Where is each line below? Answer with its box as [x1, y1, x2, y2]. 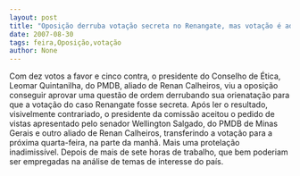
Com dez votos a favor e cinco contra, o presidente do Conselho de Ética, [9, 71, 281, 81]
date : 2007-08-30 [9, 29, 74, 38]
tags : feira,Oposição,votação [9, 38, 122, 47]
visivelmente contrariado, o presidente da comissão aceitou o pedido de [9, 109, 275, 120]
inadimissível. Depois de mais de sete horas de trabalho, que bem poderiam [9, 147, 288, 157]
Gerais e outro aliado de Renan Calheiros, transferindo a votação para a [9, 128, 273, 138]
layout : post [9, 13, 58, 22]
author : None [9, 46, 58, 55]
